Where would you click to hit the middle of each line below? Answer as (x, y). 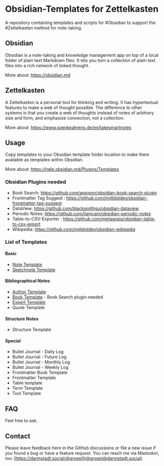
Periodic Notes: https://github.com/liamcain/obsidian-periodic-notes (82, 213)
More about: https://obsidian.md (38, 75)
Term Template (27, 388)
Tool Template (27, 393)
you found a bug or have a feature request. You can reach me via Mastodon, (82, 453)
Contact (18, 436)
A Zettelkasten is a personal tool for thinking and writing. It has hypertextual (82, 102)
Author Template (29, 292)
